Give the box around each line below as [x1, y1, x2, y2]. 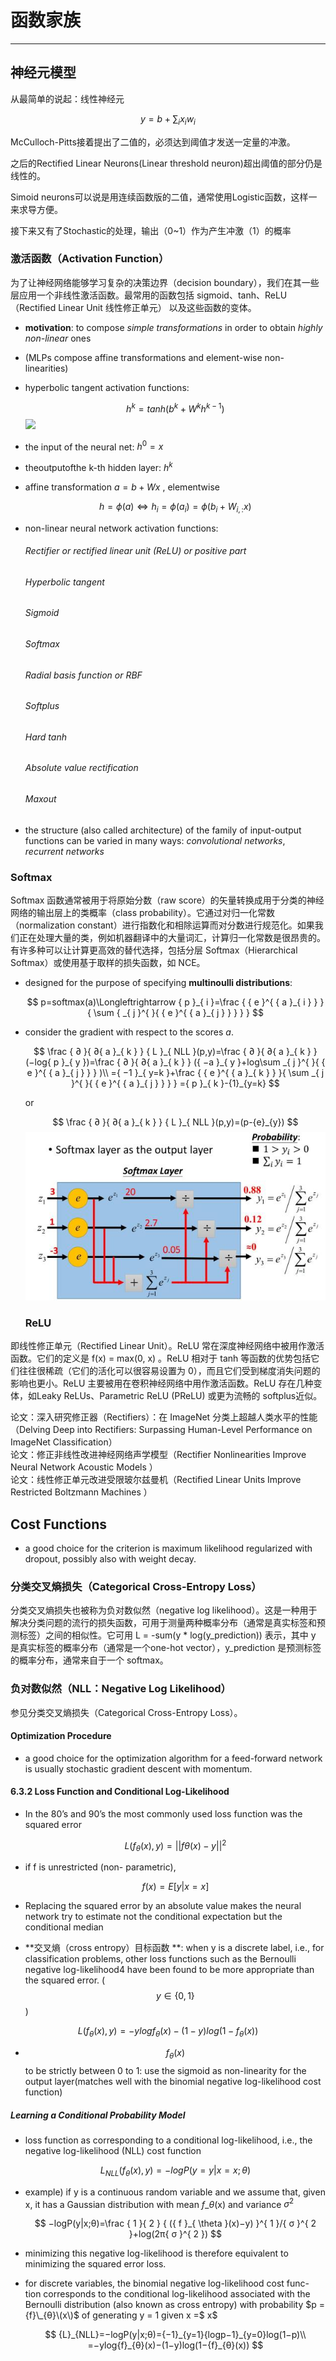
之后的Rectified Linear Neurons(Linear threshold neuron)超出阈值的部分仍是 [10, 157, 323, 169]
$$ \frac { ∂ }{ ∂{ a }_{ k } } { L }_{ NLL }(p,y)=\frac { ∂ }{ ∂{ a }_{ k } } [33, 1045, 318, 1057]
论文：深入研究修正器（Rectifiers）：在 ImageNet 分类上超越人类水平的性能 [10, 1411, 318, 1423]
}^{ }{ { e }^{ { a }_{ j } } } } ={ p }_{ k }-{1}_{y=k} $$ [70, 1077, 280, 1089]
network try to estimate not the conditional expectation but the [24, 1911, 283, 1923]
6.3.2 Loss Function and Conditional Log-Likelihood [10, 1786, 230, 1798]
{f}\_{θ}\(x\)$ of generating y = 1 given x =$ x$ [24, 2309, 218, 2321]
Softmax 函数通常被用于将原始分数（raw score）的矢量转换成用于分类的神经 [10, 894, 325, 906]
